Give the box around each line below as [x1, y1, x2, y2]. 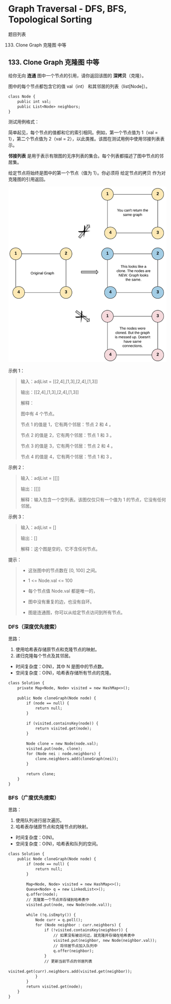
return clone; [26, 771, 56, 777]
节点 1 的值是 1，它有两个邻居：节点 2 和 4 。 [20, 421, 114, 427]
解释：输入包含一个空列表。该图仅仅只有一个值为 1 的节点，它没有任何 [20, 496, 166, 503]
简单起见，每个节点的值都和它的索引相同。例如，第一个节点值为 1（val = [8, 129, 158, 135]
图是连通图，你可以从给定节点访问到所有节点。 [28, 609, 125, 615]
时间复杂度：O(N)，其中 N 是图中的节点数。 [15, 663, 107, 669]
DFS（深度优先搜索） [8, 623, 60, 630]
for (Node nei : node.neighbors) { [26, 751, 101, 756]
